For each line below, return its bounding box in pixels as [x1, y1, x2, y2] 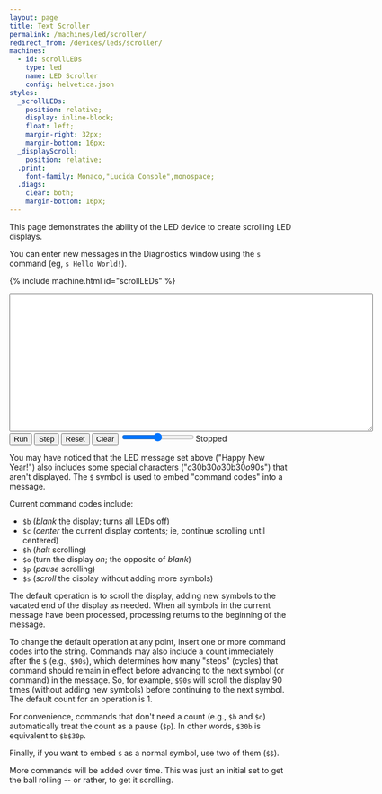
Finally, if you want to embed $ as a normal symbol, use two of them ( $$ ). [9, 747, 280, 758]
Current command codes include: [9, 498, 134, 508]
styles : [9, 88, 39, 97]
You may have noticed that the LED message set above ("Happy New [9, 452, 265, 463]
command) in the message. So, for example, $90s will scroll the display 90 [9, 675, 283, 685]
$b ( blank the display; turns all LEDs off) [22, 516, 171, 526]
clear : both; [25, 189, 75, 198]
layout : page [9, 13, 58, 22]
